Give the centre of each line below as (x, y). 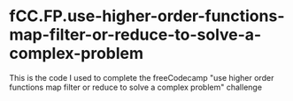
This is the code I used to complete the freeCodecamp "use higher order (142, 77)
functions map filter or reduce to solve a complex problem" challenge (136, 87)
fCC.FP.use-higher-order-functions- (147, 16)
